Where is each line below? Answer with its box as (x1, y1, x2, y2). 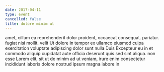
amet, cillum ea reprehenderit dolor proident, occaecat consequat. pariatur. (5, 35, 160, 41)
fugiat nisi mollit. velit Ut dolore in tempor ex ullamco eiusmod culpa (5, 40, 144, 46)
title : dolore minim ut (5, 21, 55, 26)
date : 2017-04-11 (5, 7, 41, 12)
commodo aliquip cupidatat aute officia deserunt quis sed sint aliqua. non (5, 51, 156, 57)
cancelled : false (5, 16, 41, 21)
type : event (5, 12, 30, 17)
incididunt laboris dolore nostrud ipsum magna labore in (5, 61, 120, 67)
